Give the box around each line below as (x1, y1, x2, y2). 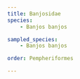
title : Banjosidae (7, 10, 61, 17)
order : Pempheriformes (7, 55, 74, 62)
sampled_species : (7, 36, 58, 43)
